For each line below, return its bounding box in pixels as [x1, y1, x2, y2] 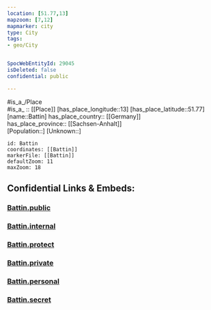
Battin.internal [7, 221, 56, 231]
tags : [7, 36, 23, 42]
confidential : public [7, 73, 69, 79]
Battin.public [7, 203, 51, 212]
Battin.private [7, 258, 54, 268]
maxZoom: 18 [7, 164, 41, 171]
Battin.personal [7, 276, 60, 286]
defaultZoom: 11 [7, 158, 53, 165]
